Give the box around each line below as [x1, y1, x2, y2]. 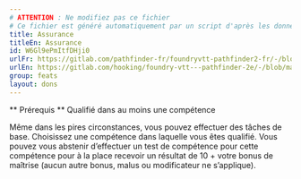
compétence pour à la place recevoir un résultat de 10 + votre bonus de [9, 149, 274, 161]
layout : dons [9, 80, 58, 89]
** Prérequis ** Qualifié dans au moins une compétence [9, 104, 216, 115]
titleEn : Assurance [9, 38, 82, 47]
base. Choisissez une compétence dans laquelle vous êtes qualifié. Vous [9, 131, 278, 141]
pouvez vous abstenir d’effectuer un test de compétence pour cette [9, 141, 259, 151]
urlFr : [9, 55, 34, 64]
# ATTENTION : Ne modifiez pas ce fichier [9, 13, 170, 22]
